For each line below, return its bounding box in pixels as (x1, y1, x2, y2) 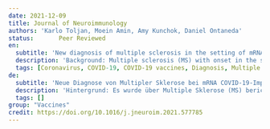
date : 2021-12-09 (8, 11, 67, 20)
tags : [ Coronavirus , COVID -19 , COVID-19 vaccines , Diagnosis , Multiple (15, 64, 261, 72)
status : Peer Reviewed (8, 34, 106, 42)
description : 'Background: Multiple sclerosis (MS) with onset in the (15, 57, 257, 65)
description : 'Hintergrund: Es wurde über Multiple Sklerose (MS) (15, 86, 243, 95)
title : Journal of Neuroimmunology (8, 19, 128, 27)
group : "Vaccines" (8, 101, 70, 109)
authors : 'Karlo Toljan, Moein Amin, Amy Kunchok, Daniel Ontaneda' (8, 26, 243, 34)
